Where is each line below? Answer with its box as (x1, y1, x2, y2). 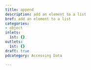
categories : (5, 21, 29, 26)
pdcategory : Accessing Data (5, 53, 63, 58)
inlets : (5, 30, 21, 35)
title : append (5, 7, 34, 12)
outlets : (5, 39, 23, 44)
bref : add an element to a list (5, 16, 71, 21)
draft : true (5, 48, 29, 53)
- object (5, 26, 23, 31)
